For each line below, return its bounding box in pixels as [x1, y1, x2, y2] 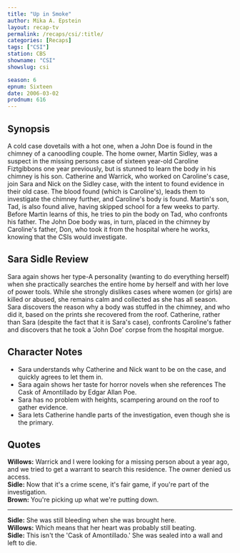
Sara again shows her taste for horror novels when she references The [17, 380, 226, 389]
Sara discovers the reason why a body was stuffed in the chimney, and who [7, 303, 231, 311]
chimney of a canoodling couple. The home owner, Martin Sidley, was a [7, 149, 218, 158]
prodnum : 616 [7, 96, 46, 103]
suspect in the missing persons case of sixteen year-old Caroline [7, 156, 199, 165]
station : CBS [7, 51, 46, 58]
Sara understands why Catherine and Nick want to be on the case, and [17, 365, 226, 373]
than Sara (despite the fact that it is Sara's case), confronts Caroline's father [7, 318, 232, 326]
